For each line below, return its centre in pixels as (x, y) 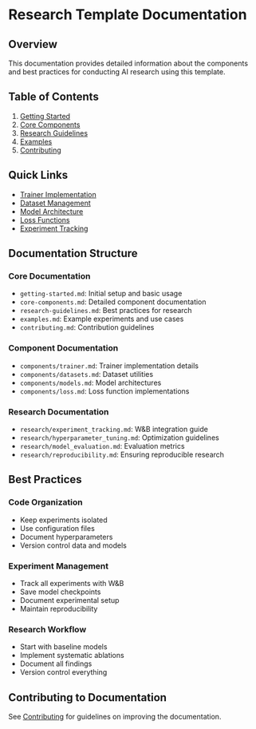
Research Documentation (59, 411)
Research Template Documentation (128, 15)
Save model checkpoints (60, 592)
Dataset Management (55, 203)
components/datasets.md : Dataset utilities (87, 374)
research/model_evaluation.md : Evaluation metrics (102, 446)
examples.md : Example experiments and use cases (102, 319)
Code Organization (45, 502)
